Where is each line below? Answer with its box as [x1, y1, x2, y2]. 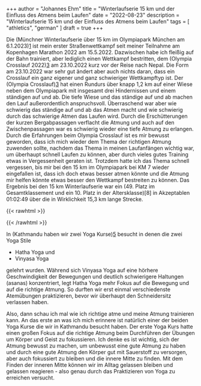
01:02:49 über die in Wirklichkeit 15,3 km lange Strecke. [6, 195, 143, 203]
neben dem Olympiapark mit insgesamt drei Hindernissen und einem [6, 87, 176, 94]
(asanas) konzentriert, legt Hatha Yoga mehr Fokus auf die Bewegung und [6, 280, 189, 286]
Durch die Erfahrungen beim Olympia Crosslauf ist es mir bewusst [6, 132, 170, 139]
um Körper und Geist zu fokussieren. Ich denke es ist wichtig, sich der [6, 336, 179, 343]
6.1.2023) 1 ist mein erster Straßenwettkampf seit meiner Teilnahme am [6, 42, 180, 49]
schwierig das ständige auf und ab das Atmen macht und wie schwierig [6, 106, 183, 113]
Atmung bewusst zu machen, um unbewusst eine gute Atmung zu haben [6, 342, 186, 349]
